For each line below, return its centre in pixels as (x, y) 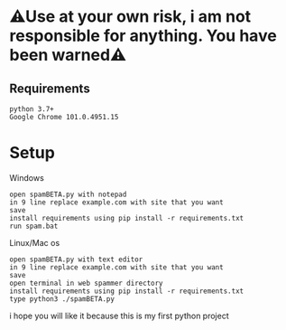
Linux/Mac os (35, 242)
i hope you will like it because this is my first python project (119, 316)
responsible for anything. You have (143, 36)
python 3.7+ (32, 109)
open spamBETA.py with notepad (68, 194)
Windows (27, 177)
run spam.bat (34, 226)
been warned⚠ (68, 55)
